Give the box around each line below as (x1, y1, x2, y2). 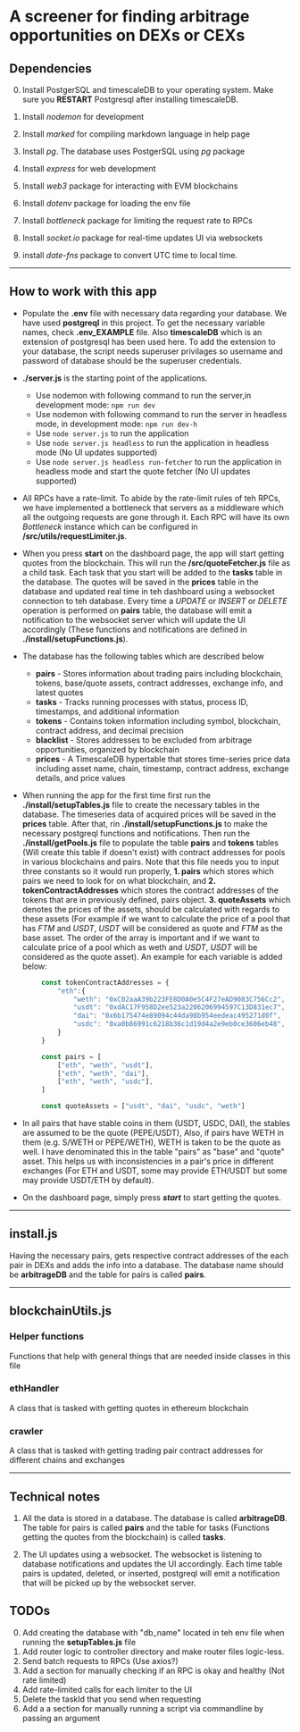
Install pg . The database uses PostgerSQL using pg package (21, 146, 246, 156)
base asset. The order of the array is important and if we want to (21, 932, 261, 943)
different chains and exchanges (9, 1455, 126, 1466)
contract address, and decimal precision (35, 725, 185, 736)
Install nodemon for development (21, 112, 145, 122)
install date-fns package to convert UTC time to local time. (21, 250, 238, 260)
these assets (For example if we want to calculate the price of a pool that (21, 913, 290, 924)
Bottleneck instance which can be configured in (21, 521, 198, 532)
